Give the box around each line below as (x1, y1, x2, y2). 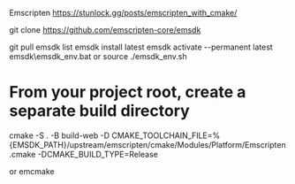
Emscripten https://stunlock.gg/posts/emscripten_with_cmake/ (9, 8, 238, 18)
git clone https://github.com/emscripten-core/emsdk (9, 25, 201, 34)
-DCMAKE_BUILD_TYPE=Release (37, 149, 159, 159)
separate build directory (9, 101, 190, 121)
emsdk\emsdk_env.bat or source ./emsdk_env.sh (9, 51, 187, 61)
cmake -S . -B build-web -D (9, 130, 110, 141)
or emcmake (9, 165, 55, 176)
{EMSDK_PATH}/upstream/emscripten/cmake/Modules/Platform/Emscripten (9, 139, 286, 149)
